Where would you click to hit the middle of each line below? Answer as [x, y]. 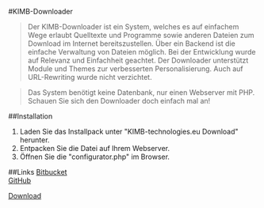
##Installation [31, 116]
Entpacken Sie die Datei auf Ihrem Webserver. [95, 148]
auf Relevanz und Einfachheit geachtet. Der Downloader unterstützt [138, 60]
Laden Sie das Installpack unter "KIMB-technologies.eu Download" [129, 131]
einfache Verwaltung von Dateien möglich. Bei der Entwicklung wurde [142, 52]
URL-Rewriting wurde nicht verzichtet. [90, 77]
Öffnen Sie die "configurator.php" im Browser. [95, 157]
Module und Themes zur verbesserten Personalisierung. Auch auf [135, 69]
